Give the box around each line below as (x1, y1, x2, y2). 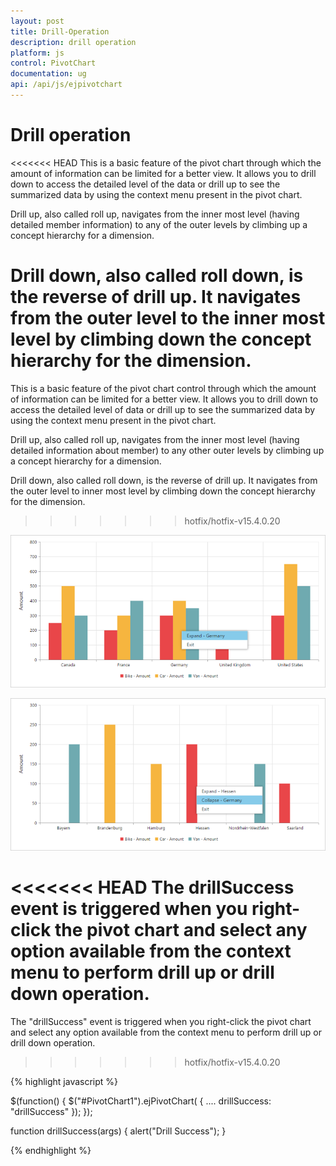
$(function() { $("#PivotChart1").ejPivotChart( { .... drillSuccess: (10, 1095, 272, 1107)
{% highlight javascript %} (10, 1076, 119, 1088)
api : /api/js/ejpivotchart (10, 80, 123, 90)
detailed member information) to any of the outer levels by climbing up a (10, 218, 308, 230)
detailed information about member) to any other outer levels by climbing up (10, 444, 325, 456)
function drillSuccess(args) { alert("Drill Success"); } (10, 1125, 227, 1137)
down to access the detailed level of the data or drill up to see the (10, 178, 281, 190)
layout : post (10, 16, 65, 26)
